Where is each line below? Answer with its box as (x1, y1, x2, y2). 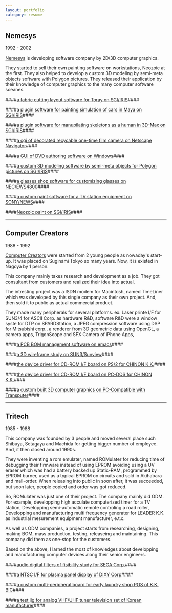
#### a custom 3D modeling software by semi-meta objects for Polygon (5, 163, 157, 169)
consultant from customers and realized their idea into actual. (5, 278, 135, 285)
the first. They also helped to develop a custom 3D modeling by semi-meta (5, 70, 163, 77)
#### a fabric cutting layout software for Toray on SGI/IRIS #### (5, 97, 139, 103)
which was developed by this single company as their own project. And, (5, 294, 157, 301)
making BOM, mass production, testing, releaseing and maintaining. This (5, 530, 158, 537)
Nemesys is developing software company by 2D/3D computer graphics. (5, 55, 159, 61)
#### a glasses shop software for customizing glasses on (5, 178, 126, 184)
